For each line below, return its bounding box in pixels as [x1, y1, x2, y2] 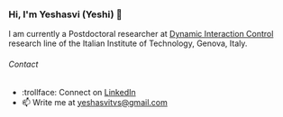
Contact [8, 58, 39, 69]
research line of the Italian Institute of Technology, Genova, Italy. [8, 38, 248, 49]
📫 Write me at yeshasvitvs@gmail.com [21, 96, 168, 107]
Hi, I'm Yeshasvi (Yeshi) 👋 [8, 8, 123, 21]
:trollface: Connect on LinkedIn [21, 86, 136, 97]
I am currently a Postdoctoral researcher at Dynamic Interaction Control [8, 29, 274, 40]
